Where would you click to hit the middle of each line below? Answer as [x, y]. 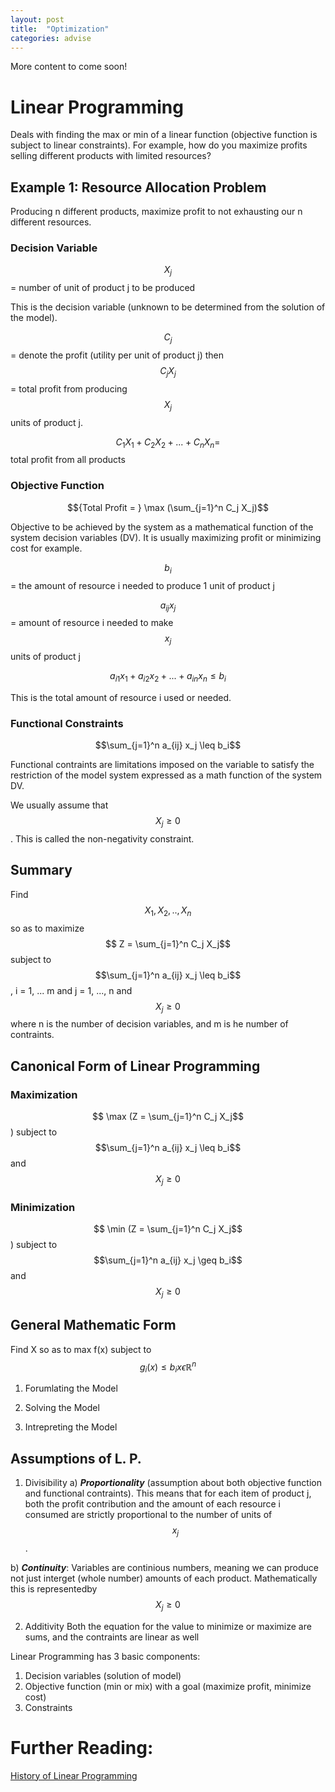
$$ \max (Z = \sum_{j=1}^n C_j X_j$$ [168, 1117]
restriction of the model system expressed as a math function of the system [166, 775]
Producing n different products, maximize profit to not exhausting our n [156, 212]
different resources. [51, 222]
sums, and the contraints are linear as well [112, 1637]
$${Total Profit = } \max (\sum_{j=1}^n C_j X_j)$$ [168, 507]
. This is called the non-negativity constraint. [102, 838]
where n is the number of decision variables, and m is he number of [149, 1024]
